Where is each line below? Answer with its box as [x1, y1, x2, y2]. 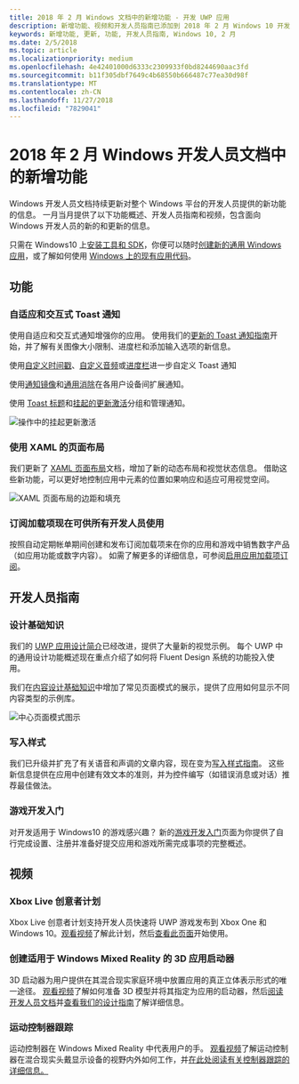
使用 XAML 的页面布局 [9, 441, 105, 454]
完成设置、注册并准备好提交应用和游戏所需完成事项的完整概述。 [16, 838, 251, 848]
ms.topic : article [9, 46, 77, 55]
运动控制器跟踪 [9, 1021, 74, 1033]
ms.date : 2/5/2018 [9, 37, 77, 47]
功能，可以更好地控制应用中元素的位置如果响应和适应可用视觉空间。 [24, 474, 274, 485]
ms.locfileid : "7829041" [9, 104, 101, 113]
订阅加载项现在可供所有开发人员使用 [9, 518, 165, 530]
